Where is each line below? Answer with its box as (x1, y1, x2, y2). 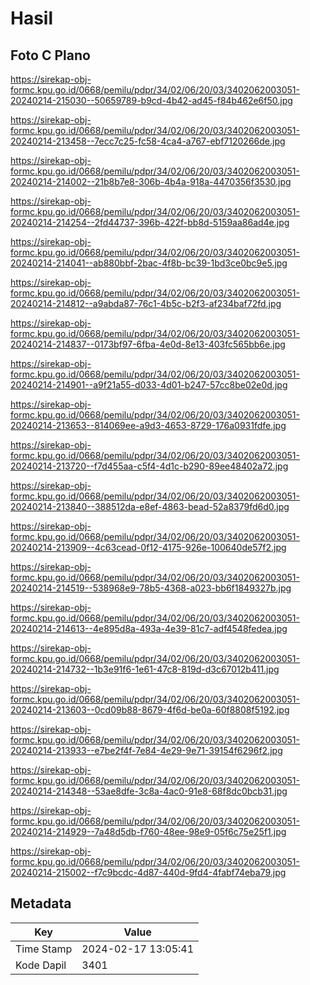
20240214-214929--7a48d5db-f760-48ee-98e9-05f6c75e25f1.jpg (10, 826, 287, 837)
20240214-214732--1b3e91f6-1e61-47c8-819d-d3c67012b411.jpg (10, 663, 280, 675)
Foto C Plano (10, 47, 91, 64)
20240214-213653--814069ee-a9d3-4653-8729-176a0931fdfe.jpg (10, 420, 287, 431)
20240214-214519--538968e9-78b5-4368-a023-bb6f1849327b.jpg (10, 582, 292, 594)
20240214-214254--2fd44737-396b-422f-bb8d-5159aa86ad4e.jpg (10, 217, 290, 228)
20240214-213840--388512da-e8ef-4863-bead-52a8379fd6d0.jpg (10, 501, 290, 512)
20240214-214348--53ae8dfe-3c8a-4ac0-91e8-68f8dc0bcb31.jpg (10, 785, 288, 797)
